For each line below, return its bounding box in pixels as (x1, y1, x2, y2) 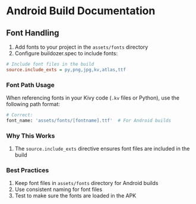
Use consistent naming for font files (14, 186, 103, 193)
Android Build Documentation (6, 4, 156, 18)
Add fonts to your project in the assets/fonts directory (14, 43, 148, 50)
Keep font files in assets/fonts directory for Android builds (14, 180, 159, 187)
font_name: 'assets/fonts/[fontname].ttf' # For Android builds (6, 117, 171, 123)
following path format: (6, 101, 61, 108)
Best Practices (6, 166, 49, 174)
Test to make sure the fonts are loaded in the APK (14, 192, 137, 199)
